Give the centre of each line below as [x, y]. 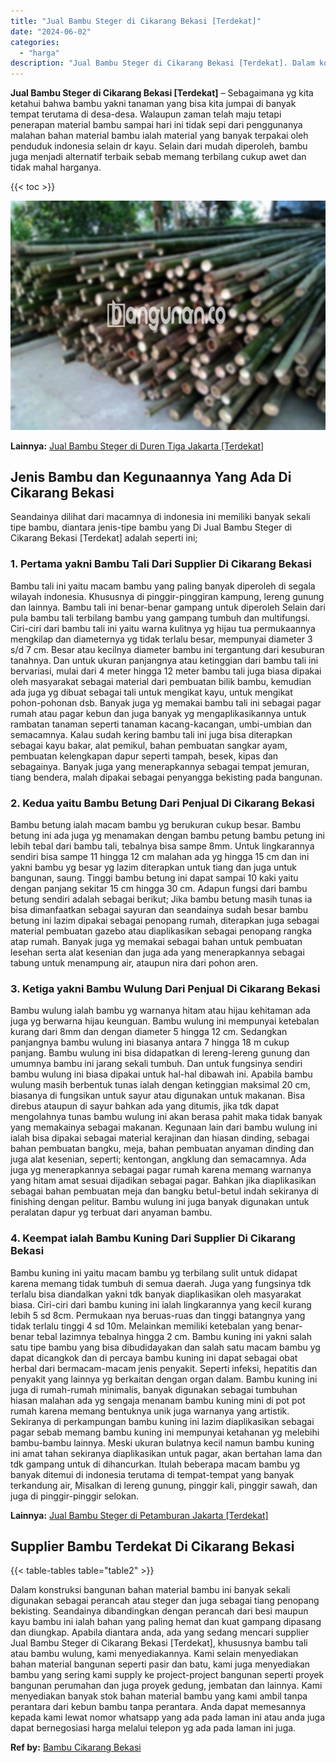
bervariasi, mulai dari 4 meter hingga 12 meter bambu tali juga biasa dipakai [166, 671]
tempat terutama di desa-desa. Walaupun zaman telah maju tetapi [146, 114]
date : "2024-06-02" [51, 31]
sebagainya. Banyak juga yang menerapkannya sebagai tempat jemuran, [160, 766]
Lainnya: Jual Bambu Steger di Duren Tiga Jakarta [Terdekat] [137, 446]
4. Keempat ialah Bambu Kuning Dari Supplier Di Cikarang [153, 1238]
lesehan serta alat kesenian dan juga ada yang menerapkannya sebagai [157, 952]
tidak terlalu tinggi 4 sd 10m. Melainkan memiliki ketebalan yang [141, 1326]
